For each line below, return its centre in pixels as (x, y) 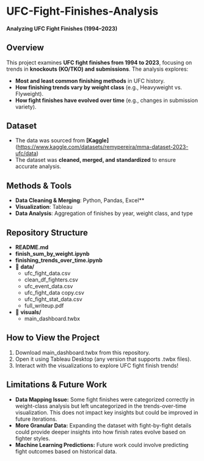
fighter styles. (33, 438)
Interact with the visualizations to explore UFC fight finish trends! (97, 365)
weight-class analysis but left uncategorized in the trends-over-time (101, 406)
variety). (26, 107)
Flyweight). (29, 93)
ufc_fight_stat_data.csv (53, 299)
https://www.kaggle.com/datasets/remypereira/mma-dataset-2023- (103, 147)
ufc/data (26, 153)
